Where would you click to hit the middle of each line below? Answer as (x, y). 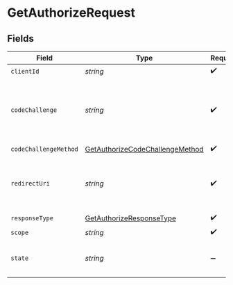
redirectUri (31, 183)
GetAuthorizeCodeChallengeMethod (144, 149)
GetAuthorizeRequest (71, 13)
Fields (21, 39)
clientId (25, 71)
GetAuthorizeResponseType (131, 218)
